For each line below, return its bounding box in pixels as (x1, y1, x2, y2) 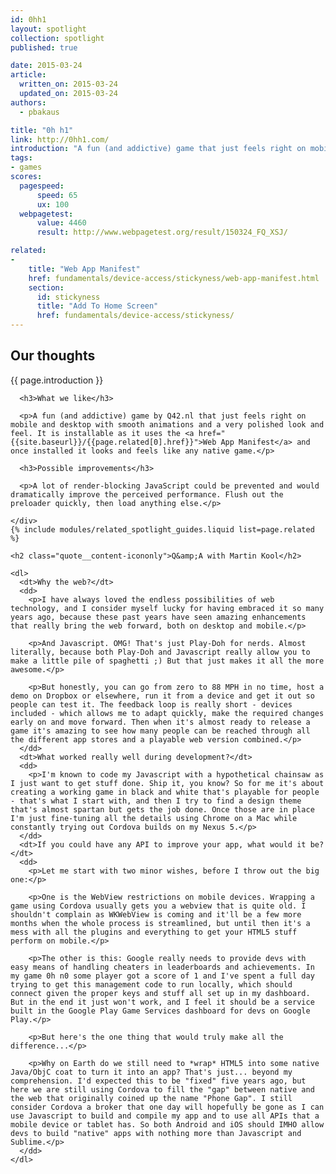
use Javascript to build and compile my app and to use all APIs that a (10, 1111, 320, 1121)
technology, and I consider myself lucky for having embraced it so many (10, 603, 325, 613)
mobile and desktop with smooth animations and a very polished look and (10, 419, 325, 430)
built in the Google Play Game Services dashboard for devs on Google (10, 1006, 311, 1016)
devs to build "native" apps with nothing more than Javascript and (10, 1128, 302, 1138)
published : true (10, 42, 78, 53)
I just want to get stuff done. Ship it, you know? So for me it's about (10, 778, 325, 788)
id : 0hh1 (10, 14, 47, 25)
